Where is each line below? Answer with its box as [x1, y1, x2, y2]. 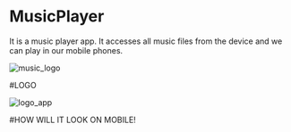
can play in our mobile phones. [9, 45, 124, 55]
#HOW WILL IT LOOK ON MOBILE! [9, 114, 136, 125]
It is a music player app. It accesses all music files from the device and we [9, 36, 283, 46]
